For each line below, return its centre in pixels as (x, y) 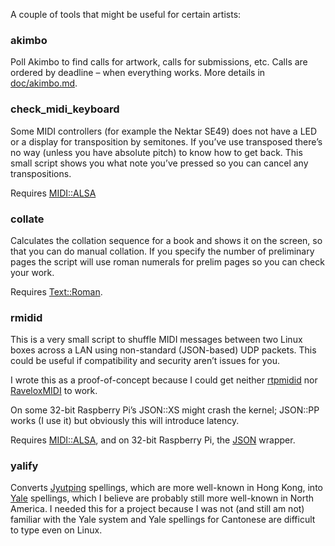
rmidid (26, 317)
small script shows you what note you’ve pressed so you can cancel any (159, 163)
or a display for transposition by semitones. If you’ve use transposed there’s (166, 141)
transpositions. (41, 173)
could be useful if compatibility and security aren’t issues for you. (145, 361)
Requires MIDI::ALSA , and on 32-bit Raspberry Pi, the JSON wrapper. (153, 440)
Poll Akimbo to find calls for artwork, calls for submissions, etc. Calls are (159, 62)
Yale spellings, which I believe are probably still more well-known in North (162, 498)
